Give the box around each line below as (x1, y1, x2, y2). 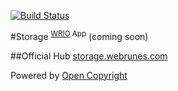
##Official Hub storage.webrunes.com (10, 50, 168, 62)
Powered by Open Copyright (10, 69, 128, 81)
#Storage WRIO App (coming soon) (10, 29, 149, 42)
